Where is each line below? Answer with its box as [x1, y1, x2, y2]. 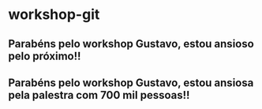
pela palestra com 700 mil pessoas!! [8, 88, 190, 102]
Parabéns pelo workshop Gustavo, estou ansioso [8, 37, 254, 51]
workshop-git [8, 6, 100, 24]
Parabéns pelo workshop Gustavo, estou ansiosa [8, 76, 254, 89]
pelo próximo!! [8, 49, 81, 62]
